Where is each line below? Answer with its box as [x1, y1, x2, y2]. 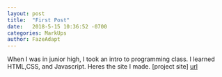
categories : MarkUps [7, 29, 68, 37]
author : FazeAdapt [7, 36, 61, 43]
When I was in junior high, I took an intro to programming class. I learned [7, 55, 216, 63]
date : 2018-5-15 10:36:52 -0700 [7, 23, 108, 30]
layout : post [7, 10, 45, 17]
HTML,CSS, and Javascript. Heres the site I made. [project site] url [7, 62, 198, 71]
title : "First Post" [7, 17, 70, 24]
